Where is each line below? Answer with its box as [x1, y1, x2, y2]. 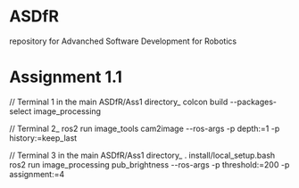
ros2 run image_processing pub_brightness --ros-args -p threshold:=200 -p [9, 159, 290, 170]
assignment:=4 [9, 168, 65, 179]
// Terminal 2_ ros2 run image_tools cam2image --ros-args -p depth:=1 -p [9, 123, 280, 134]
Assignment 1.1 [9, 67, 123, 87]
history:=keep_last [9, 132, 78, 143]
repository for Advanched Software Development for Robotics [9, 36, 237, 46]
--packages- [229, 96, 278, 107]
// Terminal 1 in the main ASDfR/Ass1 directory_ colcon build [9, 96, 228, 107]
